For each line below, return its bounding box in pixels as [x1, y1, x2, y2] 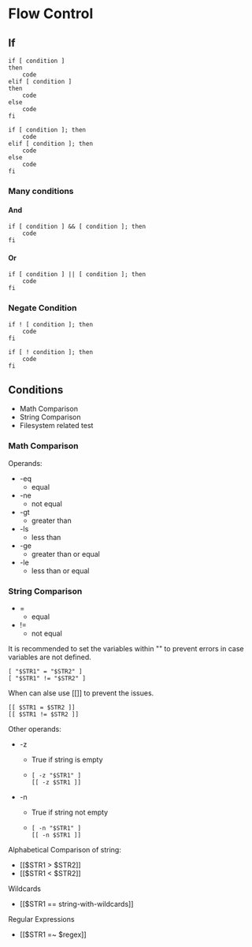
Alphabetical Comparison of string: [8, 845, 122, 855]
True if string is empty [31, 755, 103, 765]
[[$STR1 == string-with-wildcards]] [19, 900, 134, 909]
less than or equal [31, 565, 90, 576]
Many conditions [8, 185, 74, 196]
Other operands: [8, 725, 61, 734]
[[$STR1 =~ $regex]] [19, 930, 87, 939]
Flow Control [8, 5, 94, 23]
